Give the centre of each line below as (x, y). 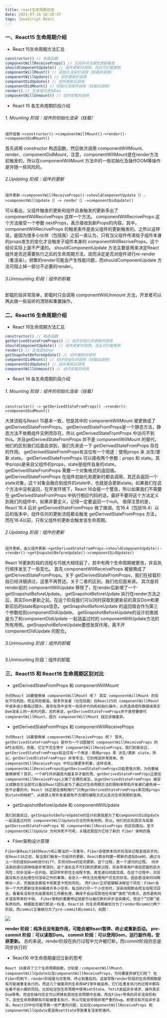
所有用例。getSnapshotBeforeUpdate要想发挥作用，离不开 (65, 625)
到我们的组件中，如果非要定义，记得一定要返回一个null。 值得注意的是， (79, 501)
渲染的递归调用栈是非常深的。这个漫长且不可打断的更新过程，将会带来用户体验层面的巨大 (83, 867)
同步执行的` (17, 947)
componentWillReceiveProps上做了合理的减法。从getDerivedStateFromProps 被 (81, 779)
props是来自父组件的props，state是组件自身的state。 (64, 464)
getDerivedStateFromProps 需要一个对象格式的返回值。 (62, 470)
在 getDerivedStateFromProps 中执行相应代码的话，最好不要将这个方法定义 (82, 495)
